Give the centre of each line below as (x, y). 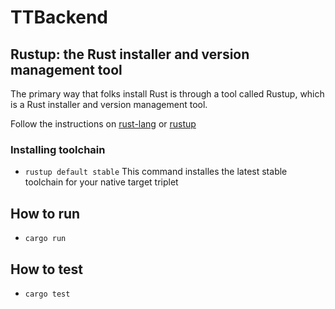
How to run (45, 213)
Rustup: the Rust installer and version (130, 54)
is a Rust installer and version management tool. (109, 104)
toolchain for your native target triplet (101, 182)
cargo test (47, 294)
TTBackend (59, 17)
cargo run (45, 239)
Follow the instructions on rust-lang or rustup (103, 124)
